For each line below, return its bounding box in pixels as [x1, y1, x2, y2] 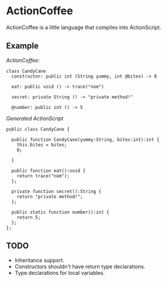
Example [6, 41, 39, 51]
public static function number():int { [11, 209, 110, 215]
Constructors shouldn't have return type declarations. [14, 262, 146, 270]
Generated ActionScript [6, 114, 64, 122]
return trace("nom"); [17, 173, 70, 179]
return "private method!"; [17, 194, 83, 200]
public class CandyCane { [6, 126, 70, 132]
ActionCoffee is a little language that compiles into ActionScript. [6, 24, 161, 31]
